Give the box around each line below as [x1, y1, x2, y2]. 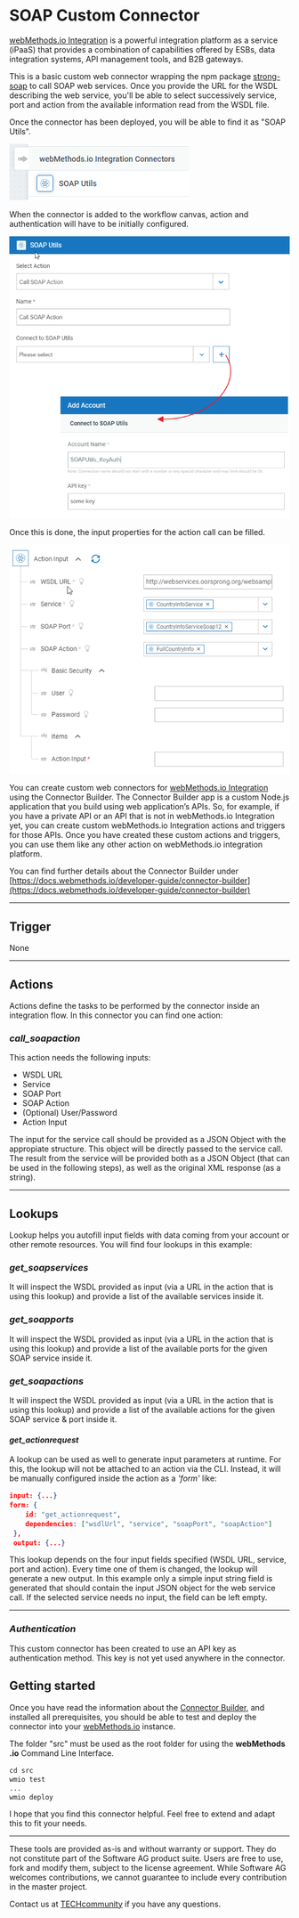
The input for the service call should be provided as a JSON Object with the [9, 1134, 287, 1145]
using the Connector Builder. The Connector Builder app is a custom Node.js [9, 792, 290, 802]
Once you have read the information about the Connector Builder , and [9, 1702, 265, 1712]
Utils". [9, 126, 31, 136]
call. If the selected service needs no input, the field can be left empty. [9, 1592, 268, 1603]
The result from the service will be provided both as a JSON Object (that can [9, 1153, 290, 1164]
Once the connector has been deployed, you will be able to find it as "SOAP [9, 117, 287, 127]
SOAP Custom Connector [9, 5, 200, 26]
